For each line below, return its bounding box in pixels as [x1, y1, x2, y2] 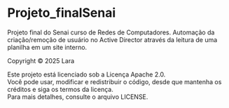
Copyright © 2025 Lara [7, 56, 75, 65]
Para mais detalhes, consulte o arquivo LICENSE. [7, 93, 148, 101]
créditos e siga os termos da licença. [7, 85, 114, 93]
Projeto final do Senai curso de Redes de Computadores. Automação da [7, 28, 215, 36]
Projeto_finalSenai [7, 5, 116, 21]
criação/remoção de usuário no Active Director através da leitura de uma [7, 35, 218, 43]
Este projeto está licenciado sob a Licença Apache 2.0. [7, 70, 166, 79]
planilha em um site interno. [7, 43, 88, 51]
